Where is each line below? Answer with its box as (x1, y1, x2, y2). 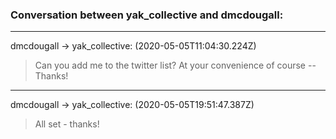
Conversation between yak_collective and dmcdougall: (10, 8, 284, 22)
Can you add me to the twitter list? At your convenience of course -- (34, 59, 317, 72)
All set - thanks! (34, 118, 100, 130)
